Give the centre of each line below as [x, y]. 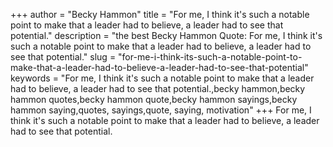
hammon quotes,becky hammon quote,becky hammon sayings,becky [154, 99]
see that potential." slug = [63, 57]
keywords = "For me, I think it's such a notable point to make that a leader [162, 78]
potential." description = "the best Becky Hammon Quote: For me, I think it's [166, 35]
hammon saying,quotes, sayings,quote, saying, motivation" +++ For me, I [161, 110]
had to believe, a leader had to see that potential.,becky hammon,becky [158, 88]
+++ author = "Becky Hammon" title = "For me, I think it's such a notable [160, 14]
